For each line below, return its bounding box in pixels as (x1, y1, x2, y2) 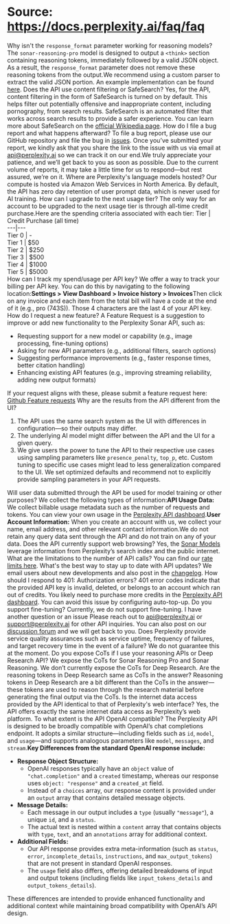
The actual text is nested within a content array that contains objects (27, 822, 222, 831)
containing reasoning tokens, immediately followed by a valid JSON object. (7, 56, 219, 64)
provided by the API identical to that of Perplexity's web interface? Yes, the (7, 700, 220, 708)
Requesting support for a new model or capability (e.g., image (16, 332, 193, 340)
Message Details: (16, 800, 69, 809)
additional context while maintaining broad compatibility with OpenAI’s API (7, 901, 218, 910)
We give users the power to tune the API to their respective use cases (16, 446, 215, 454)
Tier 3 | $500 (7, 253, 45, 261)
